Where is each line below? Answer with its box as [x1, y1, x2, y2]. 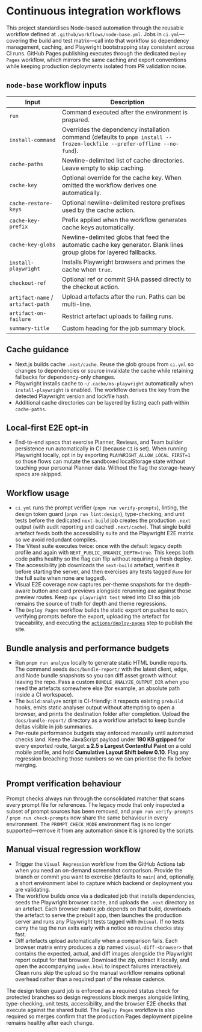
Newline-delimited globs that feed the [62, 233, 170, 241]
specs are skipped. [14, 471, 63, 478]
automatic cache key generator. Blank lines [62, 240, 184, 249]
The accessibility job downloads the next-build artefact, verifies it [14, 562, 179, 569]
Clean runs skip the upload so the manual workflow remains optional [14, 969, 185, 976]
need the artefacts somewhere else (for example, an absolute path [14, 685, 180, 692]
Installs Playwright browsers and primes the [62, 258, 186, 266]
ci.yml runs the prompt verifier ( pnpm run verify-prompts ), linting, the [14, 504, 188, 511]
